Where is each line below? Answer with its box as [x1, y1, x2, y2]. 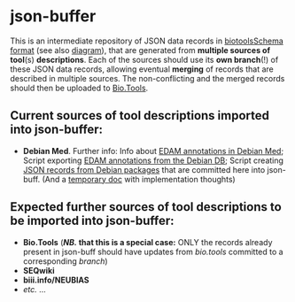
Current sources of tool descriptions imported [10, 108, 269, 123]
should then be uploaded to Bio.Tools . [10, 82, 149, 93]
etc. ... [22, 283, 47, 294]
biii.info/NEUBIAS [22, 275, 89, 285]
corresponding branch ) [22, 255, 109, 267]
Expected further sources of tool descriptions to [10, 199, 282, 214]
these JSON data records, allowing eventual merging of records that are [10, 64, 274, 74]
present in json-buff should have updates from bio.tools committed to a [22, 246, 283, 257]
